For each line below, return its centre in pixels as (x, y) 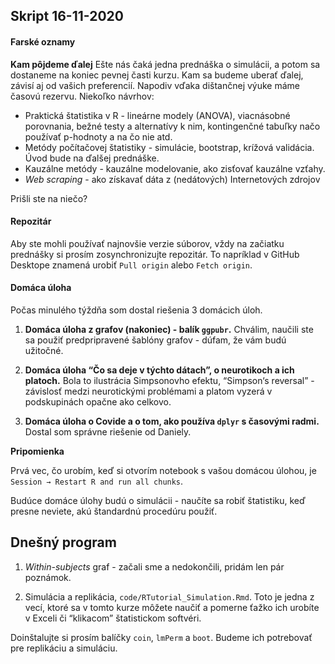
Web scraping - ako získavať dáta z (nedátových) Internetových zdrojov (172, 179)
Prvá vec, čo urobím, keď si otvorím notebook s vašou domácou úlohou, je (163, 470)
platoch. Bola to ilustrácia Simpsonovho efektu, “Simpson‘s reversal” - (169, 380)
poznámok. (48, 577)
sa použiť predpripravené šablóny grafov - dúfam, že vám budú (155, 340)
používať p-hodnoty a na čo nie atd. (98, 136)
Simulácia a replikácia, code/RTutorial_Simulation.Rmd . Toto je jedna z (169, 596)
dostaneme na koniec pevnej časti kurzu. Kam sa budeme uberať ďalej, (157, 75)
